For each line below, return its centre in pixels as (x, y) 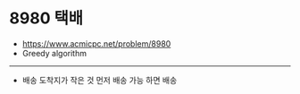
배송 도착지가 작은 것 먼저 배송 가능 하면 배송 (100, 80)
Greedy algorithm (54, 53)
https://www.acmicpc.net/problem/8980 (96, 43)
